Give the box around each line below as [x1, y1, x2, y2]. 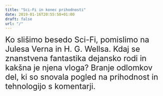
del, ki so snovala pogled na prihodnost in [5, 72, 158, 82]
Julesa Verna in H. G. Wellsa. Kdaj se [5, 44, 140, 54]
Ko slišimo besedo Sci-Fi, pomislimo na [5, 35, 149, 45]
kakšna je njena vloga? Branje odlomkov [5, 63, 153, 73]
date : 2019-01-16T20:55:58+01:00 [5, 12, 75, 17]
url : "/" [5, 21, 23, 26]
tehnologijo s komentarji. [5, 82, 96, 92]
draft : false [5, 16, 32, 21]
